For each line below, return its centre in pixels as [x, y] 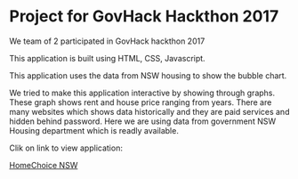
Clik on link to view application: [66, 148]
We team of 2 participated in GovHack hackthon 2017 [107, 41]
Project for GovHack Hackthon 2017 [144, 16]
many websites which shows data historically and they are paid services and [149, 111]
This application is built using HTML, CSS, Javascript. [108, 58]
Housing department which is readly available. [94, 130]
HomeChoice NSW [44, 165]
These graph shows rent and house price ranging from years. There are [141, 102]
